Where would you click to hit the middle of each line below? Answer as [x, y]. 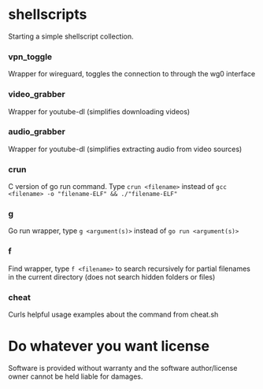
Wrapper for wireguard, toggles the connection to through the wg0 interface [132, 74]
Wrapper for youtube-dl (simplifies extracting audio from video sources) [125, 149]
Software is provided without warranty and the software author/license [123, 368]
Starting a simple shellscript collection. [71, 36]
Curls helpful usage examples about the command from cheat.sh [113, 315]
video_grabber [37, 94]
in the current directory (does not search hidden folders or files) [112, 276]
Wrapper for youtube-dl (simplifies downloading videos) [99, 111]
